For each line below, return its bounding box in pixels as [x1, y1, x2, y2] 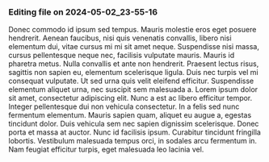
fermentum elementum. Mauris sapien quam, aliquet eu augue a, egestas [8, 110, 252, 120]
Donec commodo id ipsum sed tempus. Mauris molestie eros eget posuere [8, 25, 257, 35]
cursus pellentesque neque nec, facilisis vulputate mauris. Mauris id [8, 51, 235, 60]
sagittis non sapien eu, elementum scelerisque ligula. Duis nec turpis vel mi [8, 68, 258, 77]
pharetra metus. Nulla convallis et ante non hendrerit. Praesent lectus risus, [8, 59, 259, 69]
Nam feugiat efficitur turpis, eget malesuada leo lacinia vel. [8, 144, 204, 155]
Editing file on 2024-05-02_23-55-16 [8, 6, 158, 18]
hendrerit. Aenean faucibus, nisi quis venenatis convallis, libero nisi [8, 33, 232, 43]
